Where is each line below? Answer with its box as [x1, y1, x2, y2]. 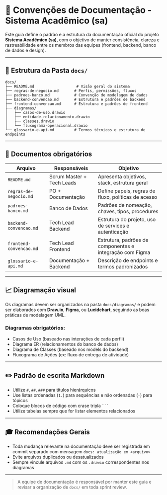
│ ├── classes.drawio [5, 119, 55, 124]
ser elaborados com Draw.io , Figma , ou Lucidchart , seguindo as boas [5, 307, 150, 313]
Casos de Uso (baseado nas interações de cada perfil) [12, 335, 125, 342]
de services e [97, 222, 130, 229]
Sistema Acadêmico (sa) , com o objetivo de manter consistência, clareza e [5, 37, 160, 43]
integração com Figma [97, 248, 151, 255]
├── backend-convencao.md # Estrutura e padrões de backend [5, 97, 146, 102]
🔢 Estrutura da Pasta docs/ [5, 67, 88, 75]
